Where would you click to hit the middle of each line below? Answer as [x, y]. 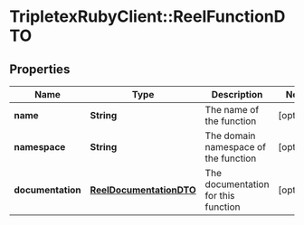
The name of [232, 110]
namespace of [236, 147]
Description [237, 94]
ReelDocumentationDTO [143, 190]
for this [220, 196]
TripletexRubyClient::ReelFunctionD [147, 17]
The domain [230, 136]
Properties [40, 69]
